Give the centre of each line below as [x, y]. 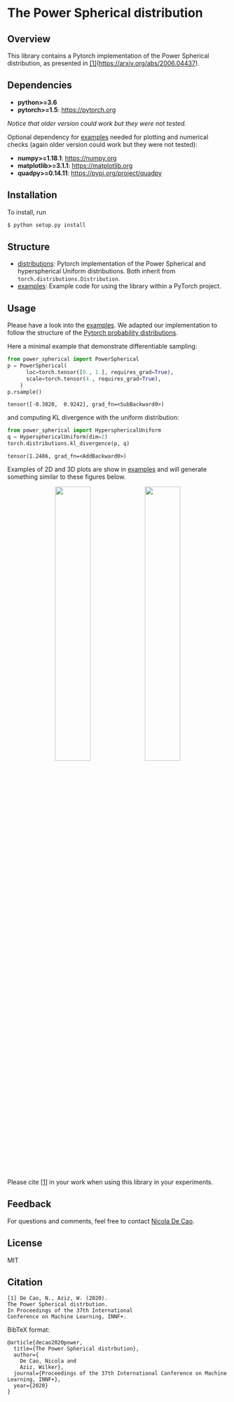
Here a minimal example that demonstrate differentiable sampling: [102, 347]
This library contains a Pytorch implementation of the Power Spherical [108, 56]
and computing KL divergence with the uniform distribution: [93, 418]
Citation [25, 1282]
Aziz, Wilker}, [42, 1368]
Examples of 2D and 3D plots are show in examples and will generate [107, 469]
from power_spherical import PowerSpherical [73, 359]
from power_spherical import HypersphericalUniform [84, 430]
